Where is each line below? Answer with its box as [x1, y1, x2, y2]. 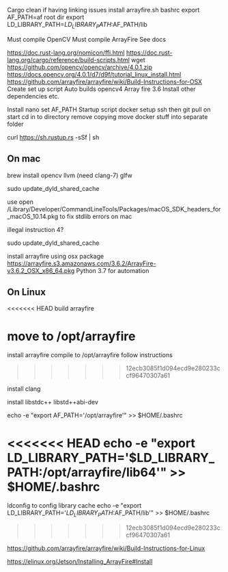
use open [7, 198, 34, 206]
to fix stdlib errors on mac [59, 212, 132, 220]
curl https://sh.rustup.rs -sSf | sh [7, 133, 100, 141]
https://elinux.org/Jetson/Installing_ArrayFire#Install [7, 558, 153, 566]
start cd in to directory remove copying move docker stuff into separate [7, 112, 208, 120]
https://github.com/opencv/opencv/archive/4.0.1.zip [7, 63, 152, 71]
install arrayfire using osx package [7, 252, 104, 260]
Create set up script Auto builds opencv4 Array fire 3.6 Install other [7, 85, 196, 93]
